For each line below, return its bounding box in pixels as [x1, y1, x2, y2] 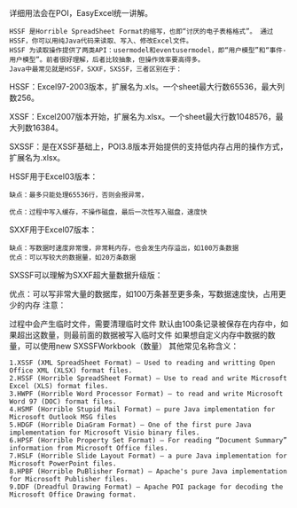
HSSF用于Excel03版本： [9, 171, 98, 182]
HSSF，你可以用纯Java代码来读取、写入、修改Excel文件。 [9, 36, 193, 45]
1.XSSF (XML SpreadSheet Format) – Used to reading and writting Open [9, 358, 276, 367]
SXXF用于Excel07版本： [9, 224, 98, 235]
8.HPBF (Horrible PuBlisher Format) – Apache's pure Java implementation [9, 467, 288, 476]
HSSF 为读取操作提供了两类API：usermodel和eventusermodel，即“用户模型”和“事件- [9, 46, 287, 55]
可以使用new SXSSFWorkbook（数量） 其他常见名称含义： [24, 340, 239, 351]
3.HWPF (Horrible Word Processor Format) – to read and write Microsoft [9, 389, 284, 398]
